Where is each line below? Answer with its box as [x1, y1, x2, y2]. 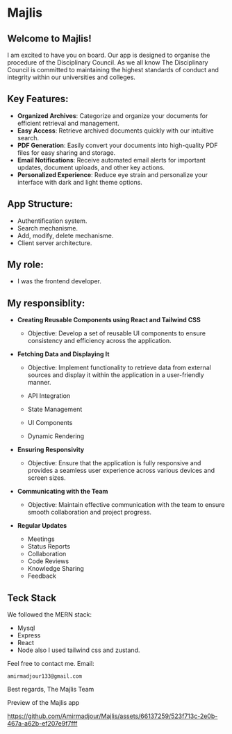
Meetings [27, 535, 55, 543]
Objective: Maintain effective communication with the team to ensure [27, 501, 225, 509]
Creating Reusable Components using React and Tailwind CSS [17, 316, 201, 324]
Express [17, 631, 41, 640]
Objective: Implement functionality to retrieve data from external [27, 363, 212, 372]
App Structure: [7, 198, 73, 210]
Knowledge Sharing [27, 565, 85, 573]
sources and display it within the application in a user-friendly [27, 371, 204, 379]
